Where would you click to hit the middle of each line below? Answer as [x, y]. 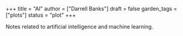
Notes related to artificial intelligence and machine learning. [79, 27]
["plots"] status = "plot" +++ [41, 15]
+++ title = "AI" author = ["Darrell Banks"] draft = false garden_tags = [91, 9]
